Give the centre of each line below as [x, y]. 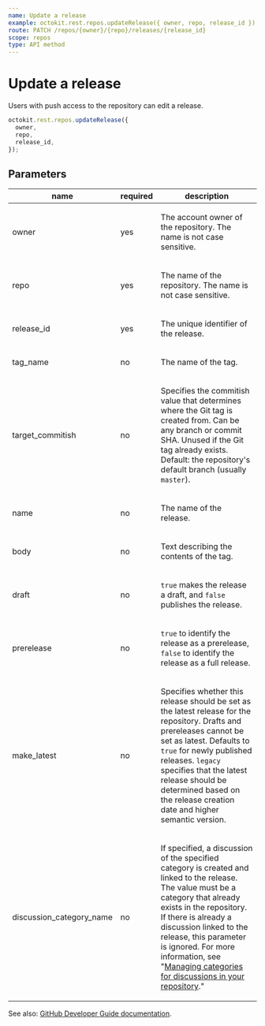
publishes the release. [201, 605]
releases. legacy [190, 760]
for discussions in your [203, 976]
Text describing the [196, 547]
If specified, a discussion [207, 849]
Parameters [37, 174]
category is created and [205, 868]
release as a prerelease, [205, 644]
